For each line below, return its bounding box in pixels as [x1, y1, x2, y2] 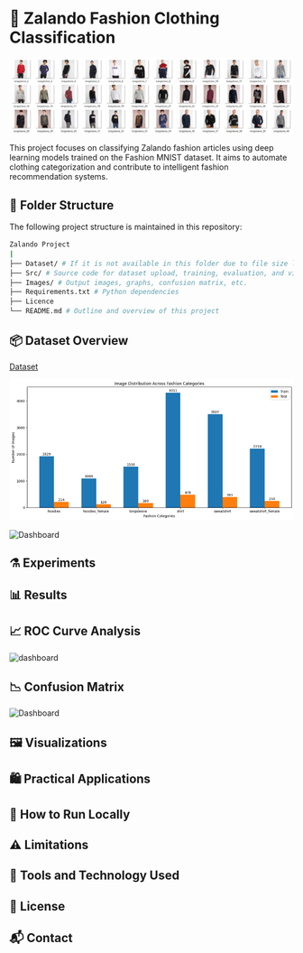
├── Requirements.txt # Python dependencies [9, 288, 179, 297]
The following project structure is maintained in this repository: [9, 221, 243, 233]
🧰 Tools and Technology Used [9, 868, 180, 884]
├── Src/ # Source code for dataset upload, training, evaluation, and [9, 268, 284, 278]
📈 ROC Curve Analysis [9, 624, 142, 639]
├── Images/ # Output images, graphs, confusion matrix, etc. [9, 278, 248, 287]
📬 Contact [9, 930, 73, 946]
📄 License [9, 898, 66, 914]
